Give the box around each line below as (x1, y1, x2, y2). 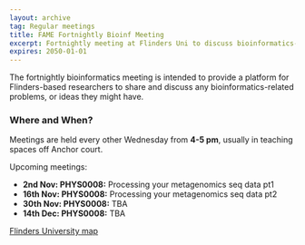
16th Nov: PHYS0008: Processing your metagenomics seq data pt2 (22, 189, 278, 200)
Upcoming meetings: (9, 162, 88, 172)
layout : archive (9, 13, 71, 23)
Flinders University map (9, 226, 98, 237)
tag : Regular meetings (9, 22, 95, 31)
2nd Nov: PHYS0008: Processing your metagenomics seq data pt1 (22, 179, 274, 191)
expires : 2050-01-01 (9, 47, 88, 56)
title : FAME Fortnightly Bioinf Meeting (9, 30, 165, 39)
